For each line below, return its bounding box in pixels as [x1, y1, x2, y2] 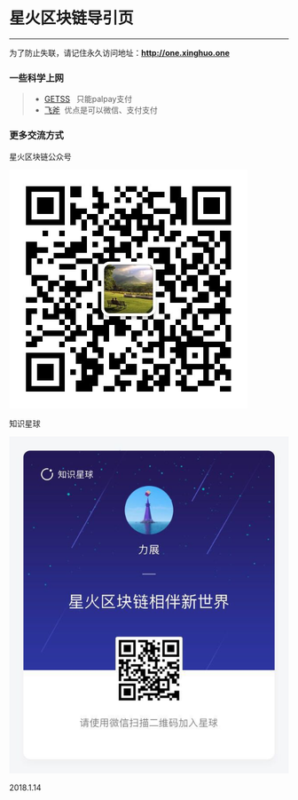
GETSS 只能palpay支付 [43, 94, 133, 105]
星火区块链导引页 [9, 8, 135, 28]
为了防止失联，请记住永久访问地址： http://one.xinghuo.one [9, 47, 231, 58]
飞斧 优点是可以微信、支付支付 [43, 105, 158, 115]
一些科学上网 [9, 72, 65, 84]
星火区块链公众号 [9, 151, 72, 162]
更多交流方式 [9, 130, 65, 142]
